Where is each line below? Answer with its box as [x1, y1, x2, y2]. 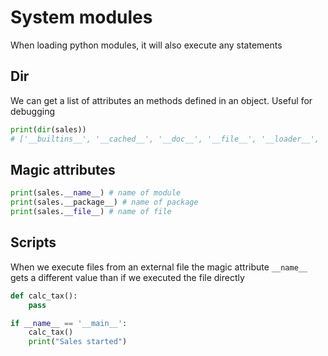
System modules [10, 6, 153, 29]
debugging [10, 105, 56, 117]
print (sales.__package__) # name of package [10, 197, 199, 208]
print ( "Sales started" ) [28, 337, 128, 347]
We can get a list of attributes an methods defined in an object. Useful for [10, 94, 313, 106]
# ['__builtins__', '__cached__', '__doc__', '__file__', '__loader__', [10, 134, 320, 144]
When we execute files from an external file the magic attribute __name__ [10, 261, 308, 273]
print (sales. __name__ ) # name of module [10, 188, 182, 198]
